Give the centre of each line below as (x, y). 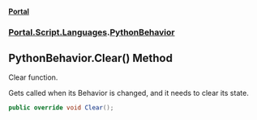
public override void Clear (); (61, 108)
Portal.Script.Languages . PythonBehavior (92, 32)
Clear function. (33, 77)
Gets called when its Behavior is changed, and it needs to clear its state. (128, 93)
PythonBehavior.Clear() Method (90, 58)
